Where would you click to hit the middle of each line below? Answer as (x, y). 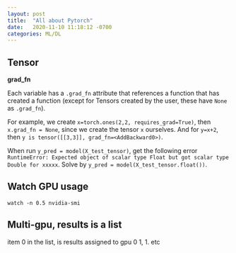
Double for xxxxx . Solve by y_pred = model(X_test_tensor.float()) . (107, 164)
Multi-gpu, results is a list (65, 225)
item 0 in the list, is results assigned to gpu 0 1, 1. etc (84, 242)
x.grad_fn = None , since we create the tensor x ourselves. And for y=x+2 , (113, 130)
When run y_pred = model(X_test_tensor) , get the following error (102, 151)
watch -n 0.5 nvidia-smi (44, 203)
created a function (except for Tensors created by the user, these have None (117, 101)
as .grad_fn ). (26, 108)
